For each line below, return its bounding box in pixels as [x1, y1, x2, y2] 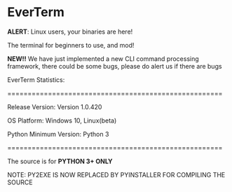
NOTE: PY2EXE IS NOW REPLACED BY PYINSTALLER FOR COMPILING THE [7, 170, 226, 179]
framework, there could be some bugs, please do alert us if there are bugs [7, 62, 222, 70]
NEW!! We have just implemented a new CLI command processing [7, 54, 200, 63]
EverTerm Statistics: [7, 75, 65, 84]
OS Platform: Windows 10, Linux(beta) [7, 116, 117, 125]
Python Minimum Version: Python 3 [7, 130, 109, 138]
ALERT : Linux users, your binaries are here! [7, 27, 133, 36]
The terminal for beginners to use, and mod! [7, 41, 135, 49]
